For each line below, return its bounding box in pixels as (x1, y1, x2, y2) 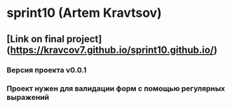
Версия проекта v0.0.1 (6, 65, 87, 75)
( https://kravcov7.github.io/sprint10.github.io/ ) (6, 44, 218, 56)
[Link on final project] (6, 33, 102, 45)
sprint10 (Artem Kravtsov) (6, 5, 162, 21)
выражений (6, 93, 50, 103)
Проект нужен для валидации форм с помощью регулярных (6, 84, 226, 94)
